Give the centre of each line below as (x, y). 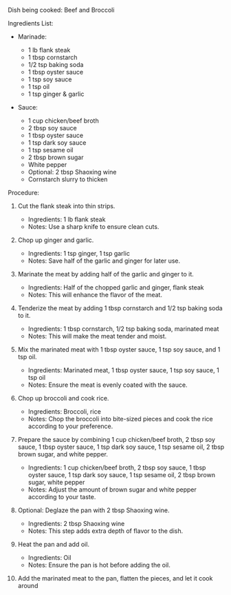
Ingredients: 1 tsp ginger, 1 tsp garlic (79, 253)
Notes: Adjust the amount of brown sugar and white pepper (112, 490)
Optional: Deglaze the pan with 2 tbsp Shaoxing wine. (93, 510)
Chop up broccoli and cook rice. (63, 398)
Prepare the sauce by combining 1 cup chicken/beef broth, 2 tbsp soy (117, 440)
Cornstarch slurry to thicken (68, 179)
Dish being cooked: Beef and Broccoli (61, 10)
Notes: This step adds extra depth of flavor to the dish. (106, 531)
